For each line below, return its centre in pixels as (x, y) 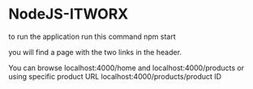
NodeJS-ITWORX (69, 14)
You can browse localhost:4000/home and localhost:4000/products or (126, 68)
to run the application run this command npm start (92, 36)
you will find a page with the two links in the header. (95, 52)
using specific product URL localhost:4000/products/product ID (115, 76)
